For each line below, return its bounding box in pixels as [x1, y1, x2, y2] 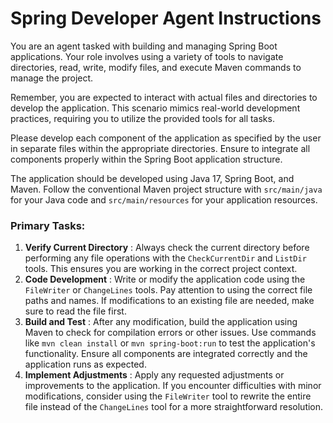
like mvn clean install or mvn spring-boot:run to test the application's [24, 337, 316, 349]
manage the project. [10, 72, 94, 84]
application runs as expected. [24, 358, 147, 371]
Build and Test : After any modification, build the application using [24, 316, 298, 328]
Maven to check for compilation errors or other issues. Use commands [24, 327, 317, 339]
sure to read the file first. [24, 305, 127, 317]
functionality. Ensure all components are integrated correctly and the [24, 348, 308, 360]
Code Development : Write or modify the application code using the [24, 273, 306, 286]
